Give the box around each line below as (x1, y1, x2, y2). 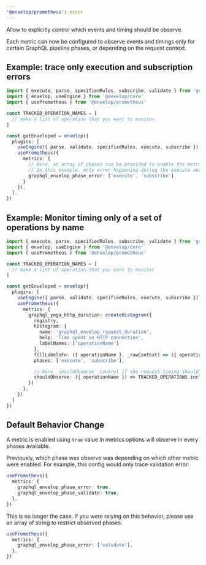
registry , (33, 317, 59, 324)
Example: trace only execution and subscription (6, 62, 193, 72)
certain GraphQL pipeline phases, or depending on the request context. (6, 44, 187, 52)
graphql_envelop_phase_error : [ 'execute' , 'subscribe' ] (28, 172, 174, 179)
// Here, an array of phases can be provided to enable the (28, 161, 185, 167)
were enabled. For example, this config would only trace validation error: (6, 461, 190, 468)
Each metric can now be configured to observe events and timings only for (6, 37, 195, 45)
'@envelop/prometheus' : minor (6, 9, 84, 15)
